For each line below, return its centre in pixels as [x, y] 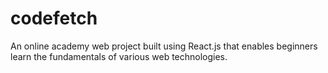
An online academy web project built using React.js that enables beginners [164, 46]
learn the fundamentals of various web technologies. [119, 56]
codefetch [54, 18]
